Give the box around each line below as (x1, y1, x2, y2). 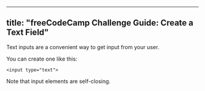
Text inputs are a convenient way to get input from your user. (6, 43, 160, 50)
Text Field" (6, 27, 49, 38)
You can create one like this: (6, 55, 77, 62)
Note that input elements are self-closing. (6, 77, 111, 85)
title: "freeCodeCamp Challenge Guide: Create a (6, 18, 193, 28)
